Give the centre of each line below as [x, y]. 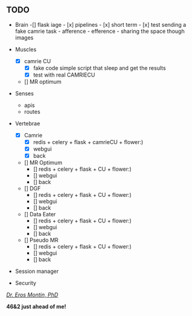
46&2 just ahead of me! [36, 307]
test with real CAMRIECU [64, 75]
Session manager [37, 271]
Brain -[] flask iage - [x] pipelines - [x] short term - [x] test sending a [101, 24]
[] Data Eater [40, 215]
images [24, 37]
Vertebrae [28, 123]
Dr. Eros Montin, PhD [32, 295]
